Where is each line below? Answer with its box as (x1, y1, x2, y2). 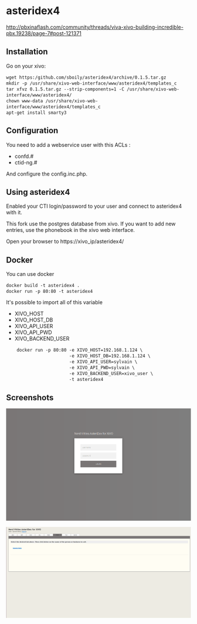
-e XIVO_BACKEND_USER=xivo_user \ (69, 371, 154, 377)
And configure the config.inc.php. (6, 170, 88, 177)
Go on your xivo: (6, 62, 46, 69)
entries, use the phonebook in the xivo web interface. (6, 227, 135, 234)
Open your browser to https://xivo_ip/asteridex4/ (6, 238, 124, 245)
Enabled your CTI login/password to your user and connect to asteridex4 (6, 203, 182, 210)
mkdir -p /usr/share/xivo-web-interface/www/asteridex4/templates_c (6, 80, 177, 86)
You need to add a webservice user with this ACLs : (6, 141, 131, 148)
